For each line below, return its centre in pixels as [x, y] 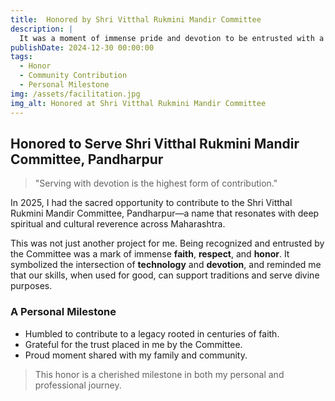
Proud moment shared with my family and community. [136, 355]
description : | [42, 29]
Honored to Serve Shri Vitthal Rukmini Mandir [155, 143]
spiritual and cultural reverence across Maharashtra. [118, 224]
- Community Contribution [73, 76]
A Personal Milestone [63, 312]
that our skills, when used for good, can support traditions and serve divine [165, 275]
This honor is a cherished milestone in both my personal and [159, 374]
